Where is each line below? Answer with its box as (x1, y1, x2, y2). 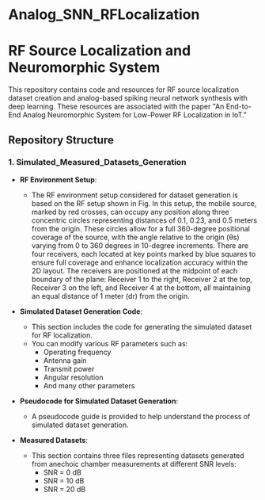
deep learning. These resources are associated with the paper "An (8, 101, 225, 112)
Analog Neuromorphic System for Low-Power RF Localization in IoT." (22, 110, 248, 120)
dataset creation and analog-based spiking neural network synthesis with (8, 94, 248, 103)
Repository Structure (8, 133, 115, 147)
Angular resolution (43, 372, 104, 382)
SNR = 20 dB (43, 484, 86, 494)
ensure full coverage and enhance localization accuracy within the (31, 258, 248, 267)
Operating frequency (43, 347, 112, 357)
